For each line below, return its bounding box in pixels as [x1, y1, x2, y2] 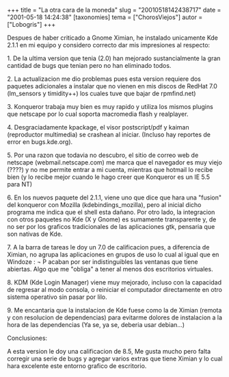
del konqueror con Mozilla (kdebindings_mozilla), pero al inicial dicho [7, 201, 202, 208]
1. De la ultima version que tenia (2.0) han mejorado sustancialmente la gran [7, 54, 221, 62]
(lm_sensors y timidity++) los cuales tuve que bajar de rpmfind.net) [7, 89, 196, 97]
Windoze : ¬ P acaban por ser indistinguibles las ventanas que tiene [7, 258, 198, 266]
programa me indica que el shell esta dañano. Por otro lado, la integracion [7, 208, 215, 216]
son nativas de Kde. [7, 230, 63, 238]
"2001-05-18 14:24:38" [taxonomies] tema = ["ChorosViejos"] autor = [7, 13, 203, 21]
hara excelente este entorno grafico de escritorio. [7, 362, 147, 369]
